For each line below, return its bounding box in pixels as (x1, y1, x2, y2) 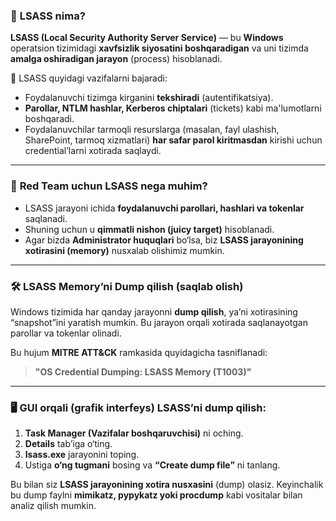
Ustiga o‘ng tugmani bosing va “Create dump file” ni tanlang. (24, 459, 281, 471)
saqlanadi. (24, 212, 68, 224)
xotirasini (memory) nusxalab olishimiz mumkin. (24, 244, 225, 256)
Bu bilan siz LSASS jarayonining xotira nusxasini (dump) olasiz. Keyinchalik (10, 479, 324, 491)
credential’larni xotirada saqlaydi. (24, 145, 162, 157)
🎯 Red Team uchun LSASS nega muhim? (10, 179, 208, 193)
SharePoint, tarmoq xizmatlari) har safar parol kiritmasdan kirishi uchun (24, 134, 323, 146)
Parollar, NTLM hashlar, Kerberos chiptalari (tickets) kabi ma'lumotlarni (24, 102, 322, 114)
